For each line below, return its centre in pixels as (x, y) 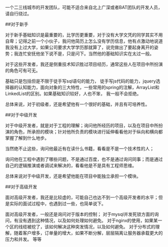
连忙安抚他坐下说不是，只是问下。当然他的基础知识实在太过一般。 (86, 53)
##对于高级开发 (21, 187)
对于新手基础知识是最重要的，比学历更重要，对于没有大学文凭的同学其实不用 (84, 35)
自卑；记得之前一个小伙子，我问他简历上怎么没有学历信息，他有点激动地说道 (84, 41)
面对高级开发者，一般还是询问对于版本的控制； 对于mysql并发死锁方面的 (80, 214)
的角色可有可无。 (23, 70)
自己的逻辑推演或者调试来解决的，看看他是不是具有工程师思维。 (71, 165)
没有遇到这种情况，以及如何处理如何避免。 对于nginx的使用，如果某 (88, 220)
